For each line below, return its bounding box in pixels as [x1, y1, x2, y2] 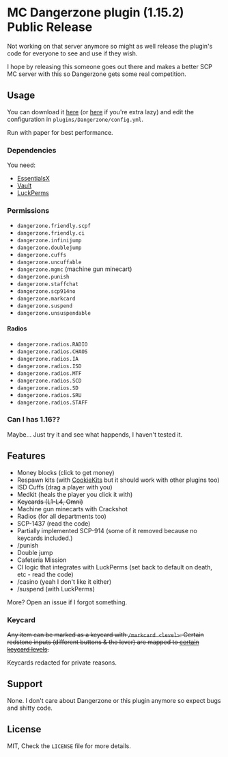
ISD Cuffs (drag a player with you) [16, 483, 113, 491]
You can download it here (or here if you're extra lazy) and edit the [7, 107, 195, 116]
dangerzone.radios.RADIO [16, 341, 88, 348]
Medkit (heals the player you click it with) [16, 490, 133, 498]
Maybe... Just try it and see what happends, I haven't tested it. [7, 430, 183, 439]
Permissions [7, 205, 50, 215]
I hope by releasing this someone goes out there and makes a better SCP [7, 62, 213, 70]
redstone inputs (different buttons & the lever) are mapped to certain [7, 638, 199, 646]
